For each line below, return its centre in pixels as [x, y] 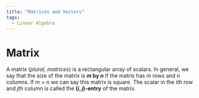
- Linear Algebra [33, 23]
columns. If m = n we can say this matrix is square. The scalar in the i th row [100, 82]
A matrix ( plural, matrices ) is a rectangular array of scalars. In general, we [98, 69]
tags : [13, 17]
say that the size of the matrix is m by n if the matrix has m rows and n [93, 76]
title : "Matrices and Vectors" [45, 12]
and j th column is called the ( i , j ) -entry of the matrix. [71, 88]
